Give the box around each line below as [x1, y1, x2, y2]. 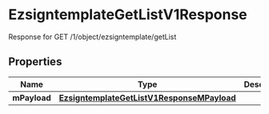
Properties [8, 55, 62, 69]
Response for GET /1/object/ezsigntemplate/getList [8, 32, 177, 41]
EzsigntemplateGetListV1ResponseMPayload [58, 92, 236, 103]
